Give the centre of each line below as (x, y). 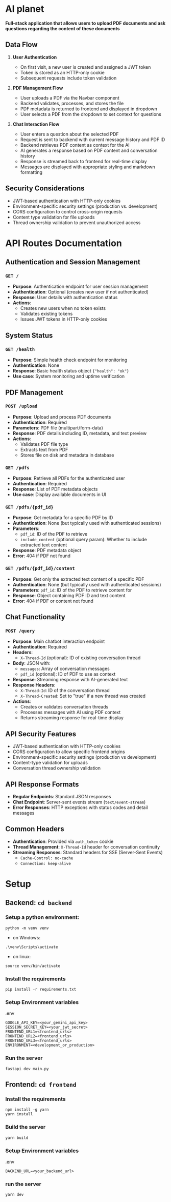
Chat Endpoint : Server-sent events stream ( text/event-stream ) (79, 802)
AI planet (25, 9)
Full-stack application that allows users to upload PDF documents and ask (86, 23)
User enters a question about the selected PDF (69, 134)
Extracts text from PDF (44, 449)
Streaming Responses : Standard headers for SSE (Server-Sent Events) (88, 852)
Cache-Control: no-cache (47, 858)
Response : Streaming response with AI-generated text (70, 680)
